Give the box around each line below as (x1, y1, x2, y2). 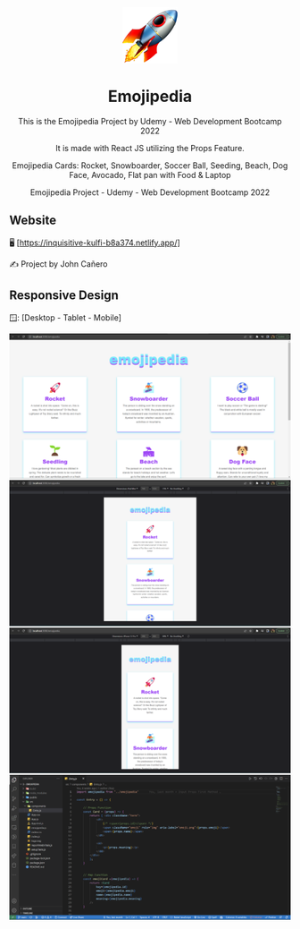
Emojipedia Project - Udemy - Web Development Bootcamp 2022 (29, 186, 271, 198)
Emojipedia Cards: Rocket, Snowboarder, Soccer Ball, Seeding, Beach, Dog (12, 159, 288, 171)
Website (9, 213, 56, 228)
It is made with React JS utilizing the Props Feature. (54, 142, 246, 153)
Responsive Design (9, 288, 119, 303)
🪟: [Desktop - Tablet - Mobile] (9, 311, 122, 323)
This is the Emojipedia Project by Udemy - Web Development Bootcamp (17, 115, 283, 126)
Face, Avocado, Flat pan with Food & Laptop (69, 169, 231, 180)
